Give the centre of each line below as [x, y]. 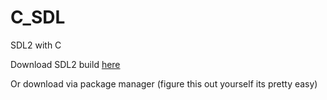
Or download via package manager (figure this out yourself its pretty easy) [164, 83]
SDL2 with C [36, 45]
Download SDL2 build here [65, 64]
